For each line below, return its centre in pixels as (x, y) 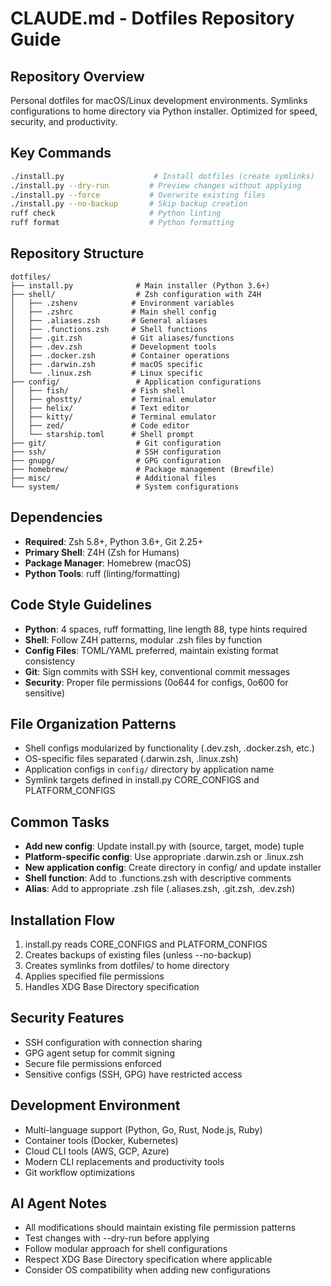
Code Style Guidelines (81, 605)
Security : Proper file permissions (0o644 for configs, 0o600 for (156, 682)
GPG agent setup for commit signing (99, 1053)
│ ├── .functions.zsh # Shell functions (109, 329)
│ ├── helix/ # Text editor (100, 408)
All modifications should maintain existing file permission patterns (160, 1228)
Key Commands (61, 153)
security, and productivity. (64, 121)
